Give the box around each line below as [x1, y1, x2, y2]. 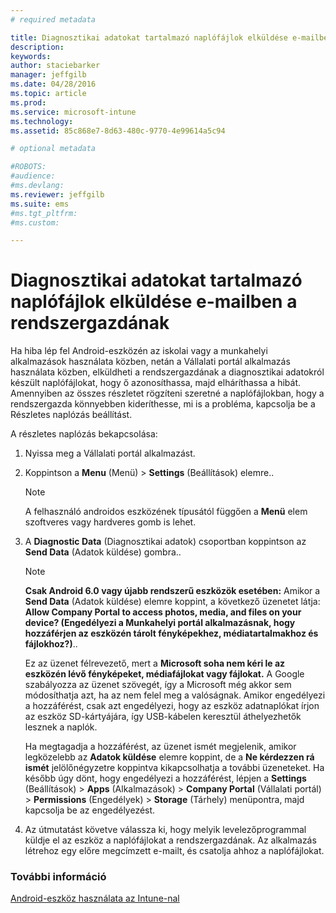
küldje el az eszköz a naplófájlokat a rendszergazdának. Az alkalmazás [24, 834, 317, 846]
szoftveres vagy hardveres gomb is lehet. [24, 516, 197, 528]
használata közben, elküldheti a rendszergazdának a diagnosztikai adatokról [10, 366, 325, 378]
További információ [10, 870, 107, 884]
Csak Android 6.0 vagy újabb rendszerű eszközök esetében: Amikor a [24, 585, 321, 597]
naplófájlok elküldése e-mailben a [10, 291, 298, 313]
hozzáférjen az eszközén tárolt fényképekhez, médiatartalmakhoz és [24, 627, 319, 640]
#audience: [10, 171, 56, 181]
